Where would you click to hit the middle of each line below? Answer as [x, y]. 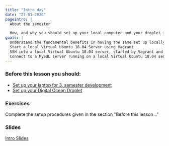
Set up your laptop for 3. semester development [62, 85]
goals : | [14, 38]
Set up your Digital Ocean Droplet [47, 90]
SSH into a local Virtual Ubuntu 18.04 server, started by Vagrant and [87, 52]
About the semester [30, 24]
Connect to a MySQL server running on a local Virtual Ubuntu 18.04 [83, 56]
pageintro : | [19, 19]
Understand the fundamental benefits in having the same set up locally [88, 43]
